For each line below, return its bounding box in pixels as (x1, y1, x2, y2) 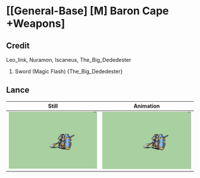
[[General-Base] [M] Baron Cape (6, 4, 169, 18)
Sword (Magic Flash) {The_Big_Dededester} (14, 68, 123, 75)
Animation (133, 102, 160, 110)
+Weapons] (6, 17, 65, 30)
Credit (6, 40, 30, 51)
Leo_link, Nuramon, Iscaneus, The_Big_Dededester (6, 57, 132, 63)
